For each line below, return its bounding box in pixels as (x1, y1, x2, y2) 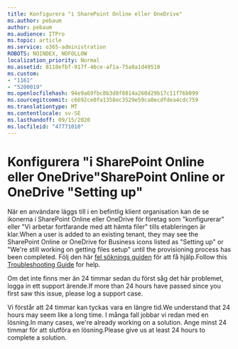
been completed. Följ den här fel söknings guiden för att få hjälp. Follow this (7, 253, 227, 261)
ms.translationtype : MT (7, 103, 78, 110)
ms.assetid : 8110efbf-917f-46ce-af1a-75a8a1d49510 (7, 63, 161, 71)
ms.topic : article (7, 37, 62, 44)
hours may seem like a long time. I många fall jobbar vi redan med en (7, 311, 209, 319)
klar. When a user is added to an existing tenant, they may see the (7, 230, 199, 239)
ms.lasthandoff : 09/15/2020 (7, 116, 91, 123)
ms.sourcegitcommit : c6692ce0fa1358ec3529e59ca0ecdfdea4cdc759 (7, 97, 199, 104)
